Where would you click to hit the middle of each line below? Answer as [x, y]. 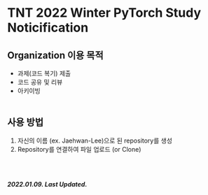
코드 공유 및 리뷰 [40, 82]
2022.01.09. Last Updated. [47, 184]
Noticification [48, 28]
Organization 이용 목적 [55, 55]
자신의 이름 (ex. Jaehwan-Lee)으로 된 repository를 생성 [95, 140]
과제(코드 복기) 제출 [44, 73]
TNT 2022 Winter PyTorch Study [104, 13]
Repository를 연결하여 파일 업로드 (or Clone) [79, 149]
